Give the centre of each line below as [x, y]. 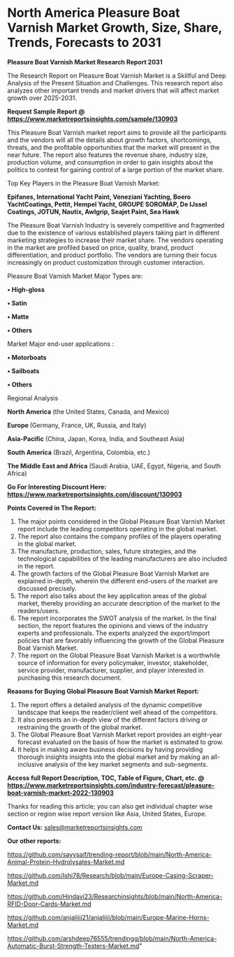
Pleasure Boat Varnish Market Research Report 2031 [85, 62]
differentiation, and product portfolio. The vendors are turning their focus [112, 255]
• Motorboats [27, 357]
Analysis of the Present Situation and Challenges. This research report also [115, 83]
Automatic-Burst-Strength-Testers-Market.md [73, 946]
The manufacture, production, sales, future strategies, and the [107, 551]
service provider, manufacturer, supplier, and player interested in [110, 670]
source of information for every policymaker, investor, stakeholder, [113, 662]
